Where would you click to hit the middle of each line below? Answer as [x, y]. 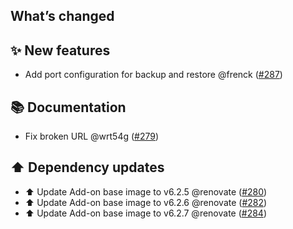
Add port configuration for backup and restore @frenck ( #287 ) [153, 75]
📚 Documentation [68, 107]
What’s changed [62, 16]
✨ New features [60, 50]
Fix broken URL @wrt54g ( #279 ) [92, 136]
